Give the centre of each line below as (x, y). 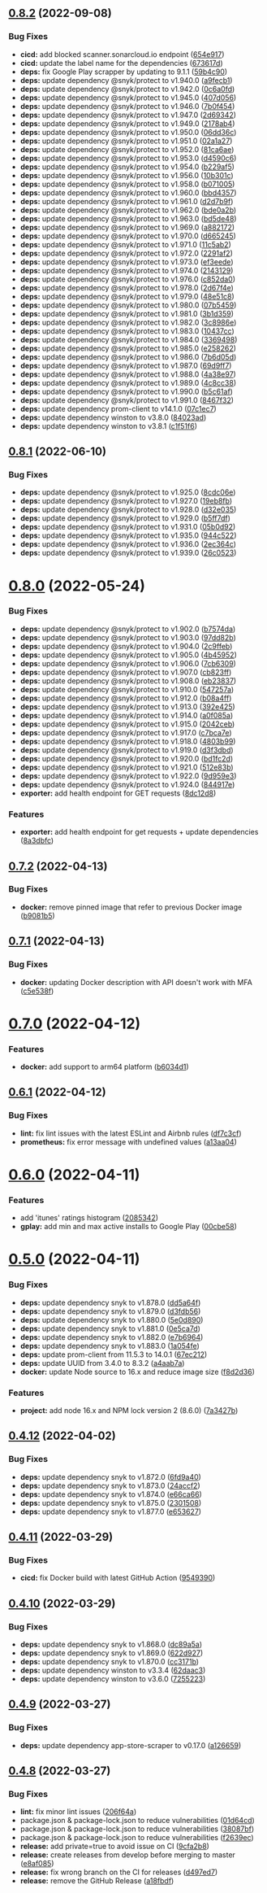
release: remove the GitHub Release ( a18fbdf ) (97, 1881)
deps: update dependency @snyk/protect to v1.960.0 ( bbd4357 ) (128, 192)
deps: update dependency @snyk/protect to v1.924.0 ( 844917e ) (127, 784)
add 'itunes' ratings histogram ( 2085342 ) (89, 1218)
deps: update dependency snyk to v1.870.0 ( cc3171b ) (110, 1662)
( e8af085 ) (37, 1864)
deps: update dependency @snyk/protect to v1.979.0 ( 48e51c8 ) (127, 296)
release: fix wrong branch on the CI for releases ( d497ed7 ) (119, 1872)
